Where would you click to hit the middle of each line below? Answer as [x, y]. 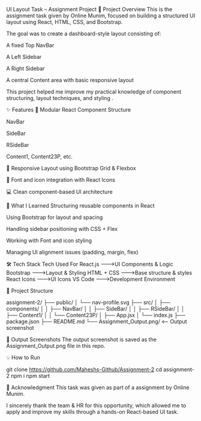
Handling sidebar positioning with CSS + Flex [62, 229]
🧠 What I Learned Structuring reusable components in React [80, 206]
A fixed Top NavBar [30, 45]
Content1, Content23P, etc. [40, 157]
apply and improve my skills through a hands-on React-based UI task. [92, 412]
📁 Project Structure [30, 291]
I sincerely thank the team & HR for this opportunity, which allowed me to [96, 405]
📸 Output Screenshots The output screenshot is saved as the [82, 339]
